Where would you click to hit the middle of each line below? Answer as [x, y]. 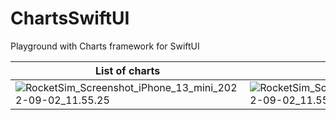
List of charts [128, 70]
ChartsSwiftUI [70, 18]
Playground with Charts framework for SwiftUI [105, 46]
